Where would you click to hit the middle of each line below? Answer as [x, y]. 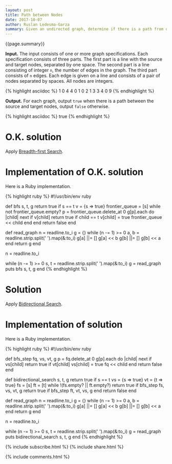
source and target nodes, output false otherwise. [58, 106]
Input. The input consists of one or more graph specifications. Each [77, 54]
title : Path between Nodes [34, 15]
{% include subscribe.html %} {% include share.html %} [64, 447]
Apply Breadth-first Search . [34, 152]
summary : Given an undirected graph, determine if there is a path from [84, 29]
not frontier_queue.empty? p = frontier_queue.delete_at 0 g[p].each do [80, 212]
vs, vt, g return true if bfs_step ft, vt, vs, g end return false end [71, 391]
